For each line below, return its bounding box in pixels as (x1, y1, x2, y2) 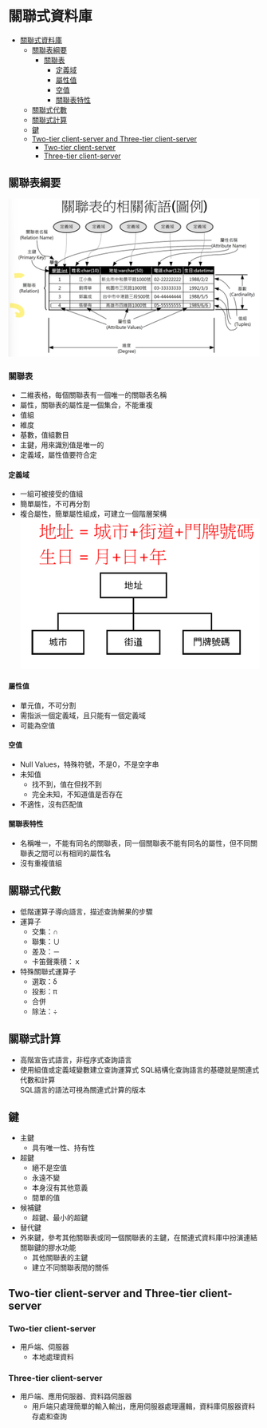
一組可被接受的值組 (19, 489, 84, 499)
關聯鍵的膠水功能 (19, 1243, 77, 1252)
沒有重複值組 (19, 858, 62, 867)
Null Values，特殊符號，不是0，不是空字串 (19, 760, 159, 769)
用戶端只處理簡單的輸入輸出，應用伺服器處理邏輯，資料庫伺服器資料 (31, 1402, 256, 1411)
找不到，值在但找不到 (31, 779, 102, 789)
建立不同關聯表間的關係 (31, 1263, 109, 1272)
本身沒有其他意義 (31, 1183, 88, 1192)
